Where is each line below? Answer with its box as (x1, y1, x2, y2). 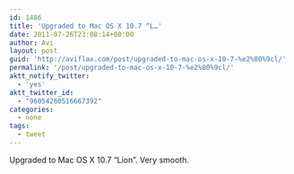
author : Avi (9, 38, 54, 48)
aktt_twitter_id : (9, 88, 74, 97)
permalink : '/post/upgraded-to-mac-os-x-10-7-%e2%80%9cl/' (9, 64, 235, 73)
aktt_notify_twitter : (9, 72, 91, 81)
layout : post (9, 47, 58, 56)
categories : (9, 105, 54, 114)
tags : (9, 122, 30, 131)
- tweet (17, 130, 47, 139)
